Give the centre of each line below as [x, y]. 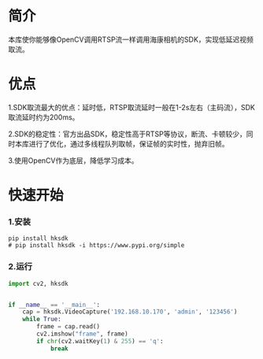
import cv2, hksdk [38, 283]
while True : [42, 320]
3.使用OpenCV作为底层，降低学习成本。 [73, 160]
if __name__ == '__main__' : [54, 305]
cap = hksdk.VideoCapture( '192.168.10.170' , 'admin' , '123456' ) [130, 312]
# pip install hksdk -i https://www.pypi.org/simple [96, 246]
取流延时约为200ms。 [44, 117]
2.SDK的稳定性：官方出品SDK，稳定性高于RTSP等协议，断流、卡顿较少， [127, 134]
